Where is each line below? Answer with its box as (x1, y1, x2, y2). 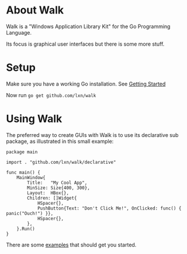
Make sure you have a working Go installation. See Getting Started (6, 80, 166, 87)
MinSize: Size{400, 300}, (27, 185, 91, 191)
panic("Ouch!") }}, (6, 210, 54, 217)
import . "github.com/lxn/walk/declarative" (6, 159, 116, 165)
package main (6, 149, 38, 155)
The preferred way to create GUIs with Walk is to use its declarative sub (6, 131, 179, 138)
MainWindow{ (16, 174, 46, 180)
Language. (6, 29, 32, 36)
